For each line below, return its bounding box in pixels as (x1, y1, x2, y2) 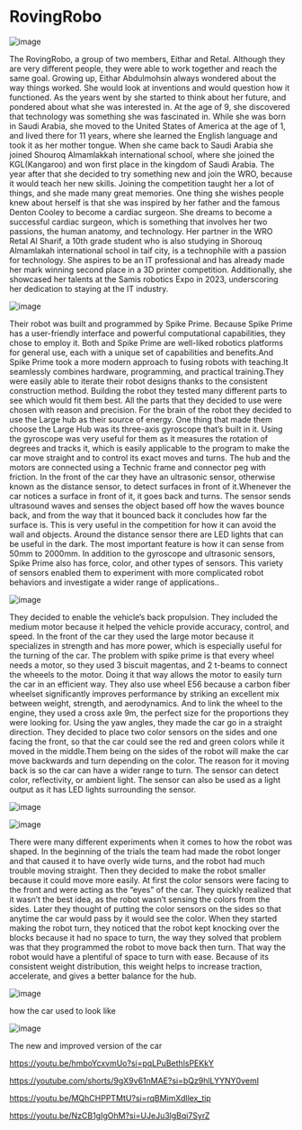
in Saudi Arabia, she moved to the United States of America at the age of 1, (9, 120, 286, 132)
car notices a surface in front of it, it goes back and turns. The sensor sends (9, 490, 291, 501)
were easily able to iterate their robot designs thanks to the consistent (9, 376, 268, 387)
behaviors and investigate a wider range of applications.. (9, 577, 220, 588)
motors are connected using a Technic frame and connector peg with (9, 461, 267, 472)
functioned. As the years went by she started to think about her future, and (9, 92, 287, 103)
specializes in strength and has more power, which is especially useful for (9, 640, 283, 651)
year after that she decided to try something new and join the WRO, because (9, 169, 293, 179)
